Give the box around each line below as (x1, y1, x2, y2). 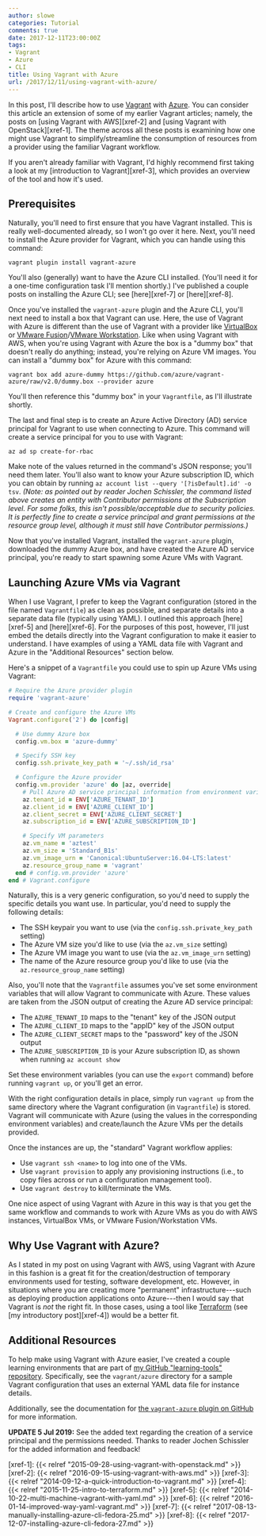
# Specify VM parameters (22, 832, 104, 840)
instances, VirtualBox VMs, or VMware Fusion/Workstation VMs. (8, 1215, 218, 1226)
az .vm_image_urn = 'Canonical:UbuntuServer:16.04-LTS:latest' (22, 854, 232, 862)
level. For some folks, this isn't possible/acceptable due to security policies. (8, 504, 256, 513)
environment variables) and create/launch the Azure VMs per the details (8, 1119, 244, 1129)
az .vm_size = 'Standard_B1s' (22, 847, 119, 854)
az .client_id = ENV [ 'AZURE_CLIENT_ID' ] (22, 803, 154, 811)
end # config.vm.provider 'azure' (15, 869, 129, 877)
